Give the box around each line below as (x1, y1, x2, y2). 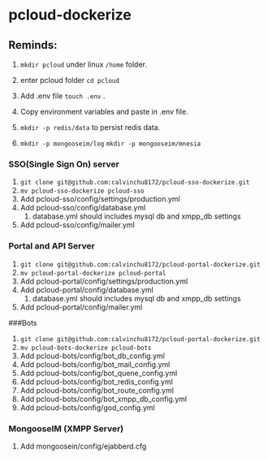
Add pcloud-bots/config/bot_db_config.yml (19, 351, 165, 361)
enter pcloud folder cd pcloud (19, 76, 120, 84)
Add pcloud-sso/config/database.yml (19, 203, 146, 213)
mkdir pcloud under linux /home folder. (19, 59, 148, 69)
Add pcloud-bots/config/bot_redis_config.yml (19, 376, 173, 387)
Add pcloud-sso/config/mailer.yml (19, 220, 136, 230)
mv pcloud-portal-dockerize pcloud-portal (19, 269, 166, 277)
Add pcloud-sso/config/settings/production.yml (19, 194, 180, 204)
